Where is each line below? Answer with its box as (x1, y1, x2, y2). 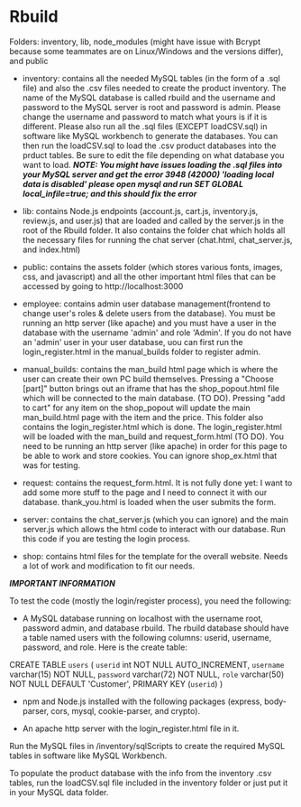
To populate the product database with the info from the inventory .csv (9, 767, 272, 778)
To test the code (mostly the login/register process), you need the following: (9, 595, 292, 606)
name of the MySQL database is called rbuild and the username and (22, 92, 276, 103)
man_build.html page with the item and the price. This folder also (22, 411, 264, 422)
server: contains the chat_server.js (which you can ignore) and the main (22, 513, 288, 525)
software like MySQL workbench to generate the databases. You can (22, 130, 278, 141)
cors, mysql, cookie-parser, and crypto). (50, 705, 201, 716)
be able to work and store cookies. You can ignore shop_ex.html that (22, 450, 278, 461)
